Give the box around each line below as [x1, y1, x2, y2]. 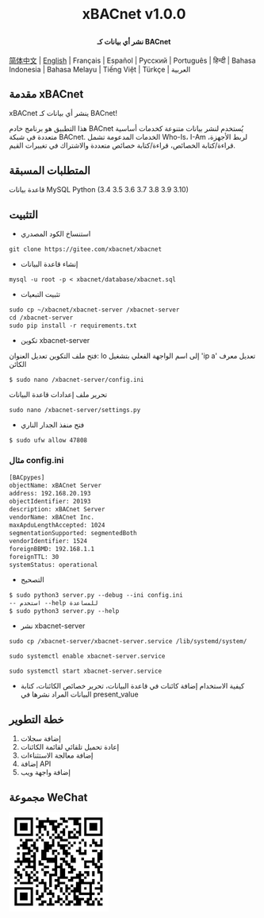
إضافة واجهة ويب [20, 768, 71, 777]
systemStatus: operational [9, 561, 98, 569]
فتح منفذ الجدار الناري [20, 420, 85, 430]
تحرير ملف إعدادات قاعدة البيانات [9, 390, 108, 399]
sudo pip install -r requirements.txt [9, 322, 137, 330]
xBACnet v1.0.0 [82, 6, 186, 23]
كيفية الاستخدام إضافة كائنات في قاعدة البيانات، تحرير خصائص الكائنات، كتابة [20, 681, 245, 691]
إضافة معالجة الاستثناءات [20, 750, 94, 760]
